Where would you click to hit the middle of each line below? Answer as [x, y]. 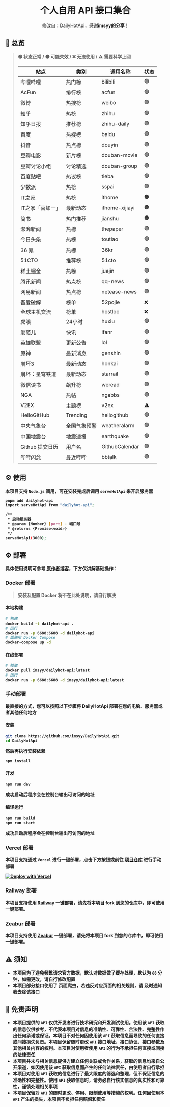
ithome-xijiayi [118, 208]
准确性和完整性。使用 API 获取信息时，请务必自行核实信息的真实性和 [84, 1080]
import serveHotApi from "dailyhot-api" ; [50, 505]
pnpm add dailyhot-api [29, 501]
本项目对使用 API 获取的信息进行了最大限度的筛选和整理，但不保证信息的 [88, 1073]
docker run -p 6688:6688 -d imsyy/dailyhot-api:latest [65, 680]
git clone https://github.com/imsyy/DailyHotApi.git [62, 736]
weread [110, 385]
